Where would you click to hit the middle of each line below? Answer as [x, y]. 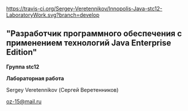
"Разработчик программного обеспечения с [94, 34]
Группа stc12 [23, 67]
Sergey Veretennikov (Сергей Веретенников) [62, 90]
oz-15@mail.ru [24, 101]
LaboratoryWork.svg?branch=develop [53, 15]
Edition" [22, 52]
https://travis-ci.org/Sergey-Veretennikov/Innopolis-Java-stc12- [84, 9]
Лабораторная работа [35, 78]
